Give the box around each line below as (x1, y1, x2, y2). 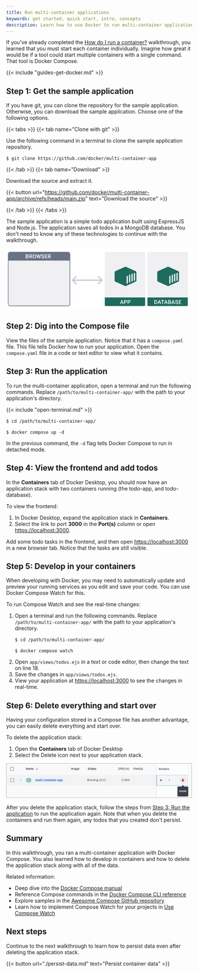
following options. (6, 114, 49, 121)
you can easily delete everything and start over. (6, 722, 122, 729)
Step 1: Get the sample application (6, 86, 134, 96)
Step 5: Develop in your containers (6, 561, 136, 571)
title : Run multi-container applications (6, 9, 110, 15)
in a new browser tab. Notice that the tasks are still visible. (6, 544, 148, 551)
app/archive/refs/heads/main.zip (6, 195, 85, 202)
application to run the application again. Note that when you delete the (6, 810, 177, 817)
